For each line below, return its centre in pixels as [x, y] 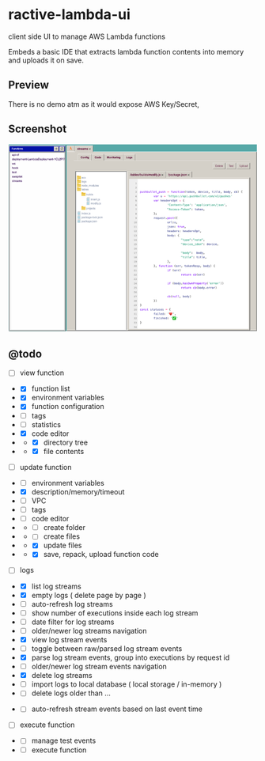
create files [62, 536]
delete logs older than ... [71, 693]
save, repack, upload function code [101, 555]
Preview [29, 85]
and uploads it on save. [46, 60]
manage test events [64, 740]
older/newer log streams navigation [89, 630]
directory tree [66, 442]
